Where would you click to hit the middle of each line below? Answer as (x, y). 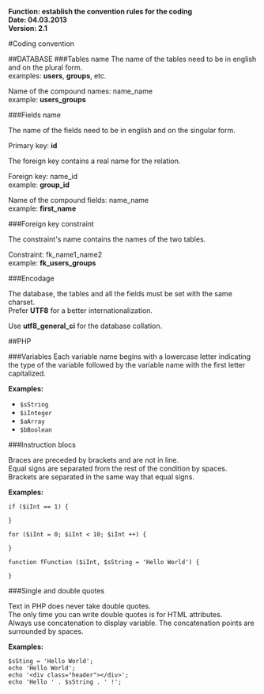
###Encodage (31, 278)
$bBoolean (36, 430)
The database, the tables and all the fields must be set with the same (121, 294)
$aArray (32, 421)
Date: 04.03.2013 (38, 20)
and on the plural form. (45, 67)
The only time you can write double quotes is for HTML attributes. (115, 614)
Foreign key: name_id (43, 176)
